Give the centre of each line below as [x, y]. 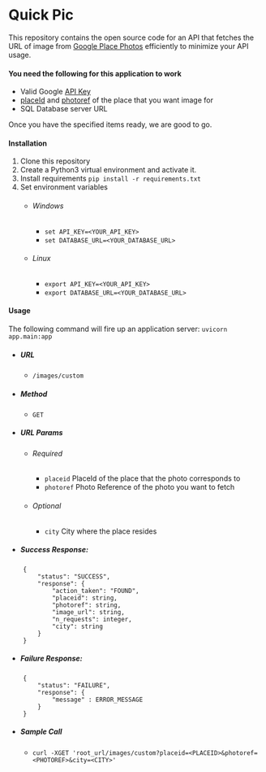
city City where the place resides [101, 531]
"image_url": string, [88, 612]
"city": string [77, 626]
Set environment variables [64, 187]
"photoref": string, [86, 605]
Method [34, 394]
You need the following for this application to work [95, 73]
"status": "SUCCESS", [74, 576]
